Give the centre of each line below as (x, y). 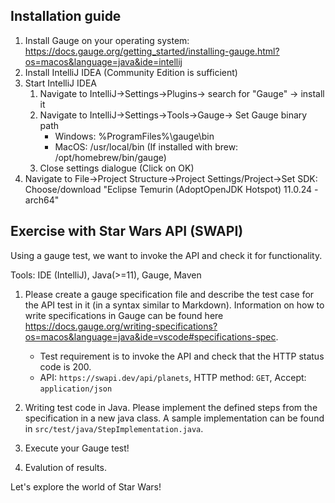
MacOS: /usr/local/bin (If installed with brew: (146, 146)
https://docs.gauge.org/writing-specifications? (121, 326)
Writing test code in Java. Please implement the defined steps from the (171, 407)
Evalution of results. (65, 467)
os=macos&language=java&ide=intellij (103, 61)
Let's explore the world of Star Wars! (86, 486)
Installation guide (66, 16)
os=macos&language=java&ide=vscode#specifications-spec (150, 336)
